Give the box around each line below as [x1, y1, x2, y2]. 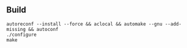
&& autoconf [28, 26, 59, 32]
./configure [6, 32, 37, 38]
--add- [164, 21, 182, 27]
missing [6, 26, 26, 32]
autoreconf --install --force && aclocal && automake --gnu [6, 21, 163, 27]
